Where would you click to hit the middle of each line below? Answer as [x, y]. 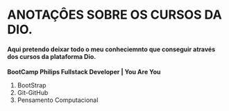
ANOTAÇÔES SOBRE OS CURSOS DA [114, 15]
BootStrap [32, 85]
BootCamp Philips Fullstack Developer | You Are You [84, 72]
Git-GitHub [33, 93]
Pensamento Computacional [58, 100]
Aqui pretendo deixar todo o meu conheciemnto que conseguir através [111, 49]
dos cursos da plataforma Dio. [52, 56]
